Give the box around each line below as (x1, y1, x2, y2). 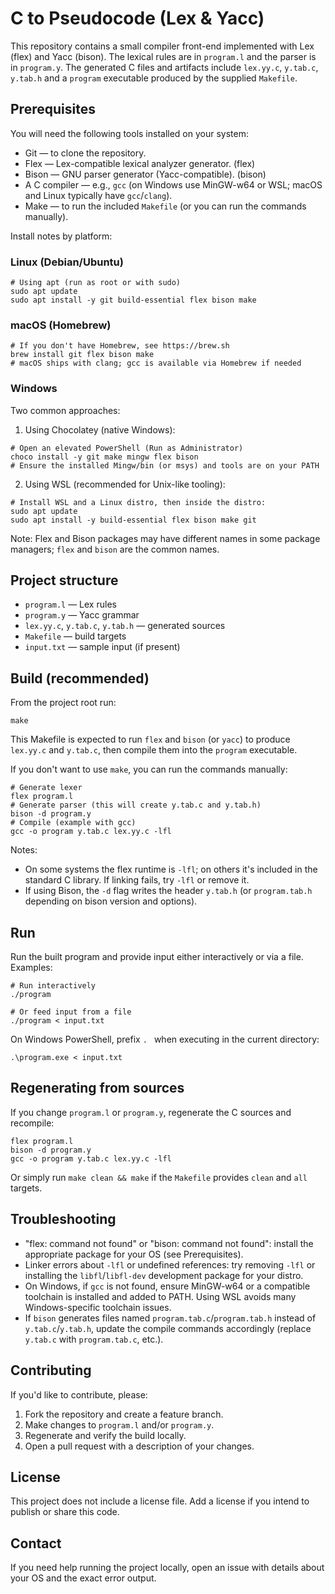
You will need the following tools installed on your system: (10, 127, 249, 139)
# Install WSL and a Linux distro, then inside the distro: (10, 497, 267, 507)
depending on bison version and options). (24, 895, 198, 907)
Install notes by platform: (10, 230, 113, 242)
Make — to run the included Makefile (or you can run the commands (24, 200, 307, 212)
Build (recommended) (10, 670, 150, 687)
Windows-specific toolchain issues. (24, 1301, 172, 1313)
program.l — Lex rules (24, 598, 117, 611)
